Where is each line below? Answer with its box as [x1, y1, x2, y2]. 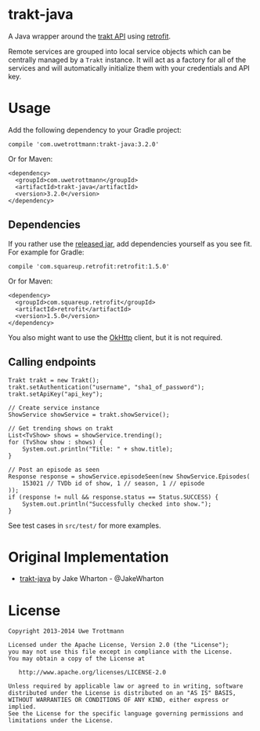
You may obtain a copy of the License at [8, 655, 146, 663]
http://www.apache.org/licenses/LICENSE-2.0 [18, 669, 167, 677]
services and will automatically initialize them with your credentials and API [8, 63, 251, 72]
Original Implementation [8, 548, 169, 566]
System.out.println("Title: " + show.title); [22, 445, 174, 453]
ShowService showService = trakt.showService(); [8, 411, 170, 418]
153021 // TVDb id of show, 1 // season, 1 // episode [22, 479, 205, 488]
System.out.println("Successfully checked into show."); [22, 500, 212, 508]
